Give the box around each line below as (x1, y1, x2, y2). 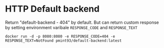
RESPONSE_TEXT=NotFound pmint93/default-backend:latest (5, 38, 122, 43)
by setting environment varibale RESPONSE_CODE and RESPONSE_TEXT (5, 24, 137, 30)
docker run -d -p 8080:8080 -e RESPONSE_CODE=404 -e (5, 34, 115, 39)
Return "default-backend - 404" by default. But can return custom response (5, 19, 159, 25)
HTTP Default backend (5, 3, 100, 15)
